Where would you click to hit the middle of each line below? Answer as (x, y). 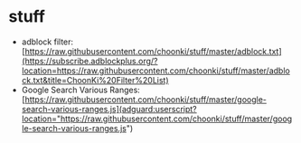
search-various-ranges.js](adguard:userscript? (109, 109)
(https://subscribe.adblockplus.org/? (89, 61)
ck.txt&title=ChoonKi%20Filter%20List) (95, 80)
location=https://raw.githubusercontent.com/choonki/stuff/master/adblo (155, 71)
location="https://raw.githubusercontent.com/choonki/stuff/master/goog (157, 119)
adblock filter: (47, 42)
